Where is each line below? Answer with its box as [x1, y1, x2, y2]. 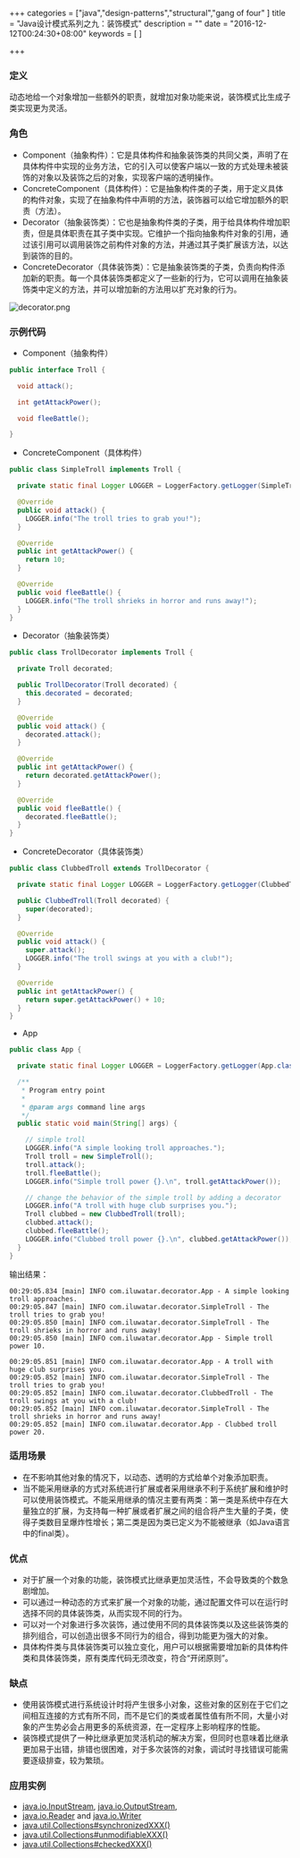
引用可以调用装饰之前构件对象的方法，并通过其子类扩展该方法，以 [37, 239, 281, 250]
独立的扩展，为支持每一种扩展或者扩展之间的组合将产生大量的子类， [29, 1505, 281, 1516]
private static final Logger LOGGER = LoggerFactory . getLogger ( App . [17, 1061, 278, 1070]
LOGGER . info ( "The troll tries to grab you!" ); [25, 514, 202, 523]
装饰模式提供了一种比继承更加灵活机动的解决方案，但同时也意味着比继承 [21, 1733, 288, 1743]
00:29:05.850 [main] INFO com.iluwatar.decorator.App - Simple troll [9, 1334, 274, 1342]
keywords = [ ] [88, 29, 143, 38]
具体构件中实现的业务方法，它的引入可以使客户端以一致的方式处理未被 [21, 160, 281, 171]
